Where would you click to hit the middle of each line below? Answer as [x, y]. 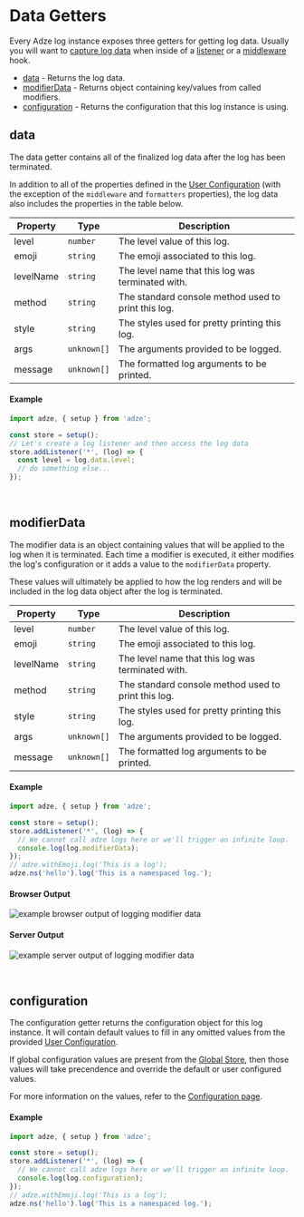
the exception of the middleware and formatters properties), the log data [144, 194]
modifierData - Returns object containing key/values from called [142, 87]
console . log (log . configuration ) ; [81, 1178]
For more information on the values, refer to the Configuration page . [136, 1096]
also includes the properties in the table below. [96, 203]
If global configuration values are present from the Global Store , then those [149, 1060]
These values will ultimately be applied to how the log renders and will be [146, 581]
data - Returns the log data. [74, 77]
